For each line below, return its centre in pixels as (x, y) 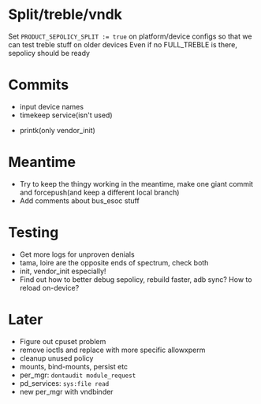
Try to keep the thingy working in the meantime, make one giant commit (136, 183)
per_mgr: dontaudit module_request (78, 375)
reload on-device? (49, 287)
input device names (52, 106)
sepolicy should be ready (49, 53)
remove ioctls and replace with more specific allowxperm (112, 350)
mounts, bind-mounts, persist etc (74, 366)
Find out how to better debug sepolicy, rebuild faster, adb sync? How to (136, 279)
